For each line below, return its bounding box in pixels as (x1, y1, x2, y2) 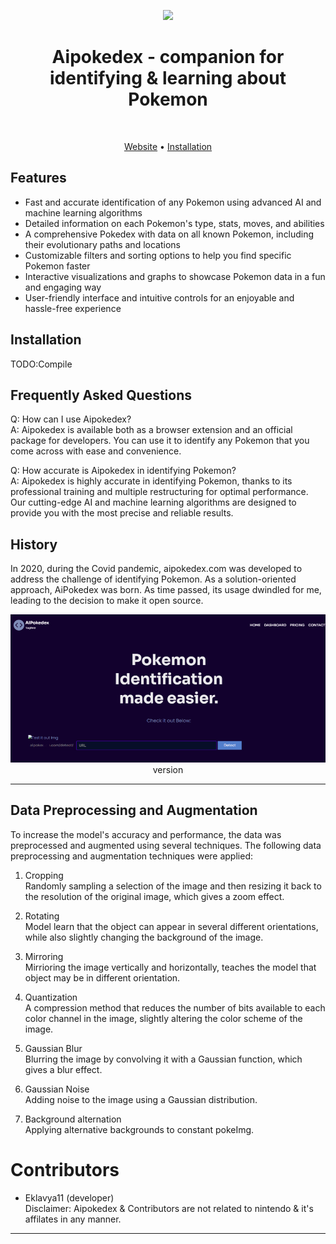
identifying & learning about (49, 67, 287, 90)
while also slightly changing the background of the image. (24, 931, 264, 943)
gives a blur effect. (24, 1063, 103, 1075)
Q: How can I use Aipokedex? (10, 413, 132, 425)
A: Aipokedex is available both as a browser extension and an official (10, 424, 293, 436)
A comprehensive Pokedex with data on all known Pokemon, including (24, 228, 315, 240)
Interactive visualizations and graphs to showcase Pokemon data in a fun (24, 270, 326, 282)
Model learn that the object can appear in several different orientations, (24, 920, 319, 932)
